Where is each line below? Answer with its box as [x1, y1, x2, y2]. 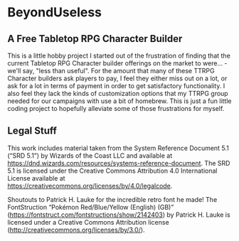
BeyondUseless [7, 4, 102, 21]
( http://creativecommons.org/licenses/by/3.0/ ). [7, 225, 145, 234]
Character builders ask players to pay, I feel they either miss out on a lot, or [7, 74, 228, 82]
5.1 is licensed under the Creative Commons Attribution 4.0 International [7, 166, 218, 175]
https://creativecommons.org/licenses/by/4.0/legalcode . [7, 181, 173, 190]
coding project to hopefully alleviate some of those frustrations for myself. [7, 105, 225, 112]
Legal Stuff [7, 125, 57, 137]
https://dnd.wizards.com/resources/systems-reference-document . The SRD [7, 159, 230, 167]
